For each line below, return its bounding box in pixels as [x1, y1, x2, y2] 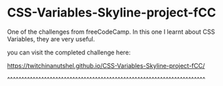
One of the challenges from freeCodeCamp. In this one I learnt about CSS [7, 28, 215, 36]
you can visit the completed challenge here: [7, 48, 131, 56]
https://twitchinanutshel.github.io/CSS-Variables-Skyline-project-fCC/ [7, 61, 205, 69]
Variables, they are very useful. [7, 34, 95, 43]
